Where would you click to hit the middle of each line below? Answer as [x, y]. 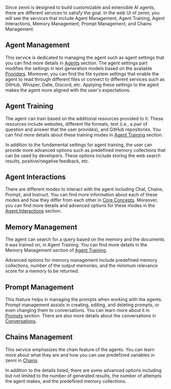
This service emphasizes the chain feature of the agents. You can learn [80, 349]
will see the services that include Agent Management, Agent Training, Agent [85, 18]
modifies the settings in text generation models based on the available [79, 68]
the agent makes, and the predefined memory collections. [66, 381]
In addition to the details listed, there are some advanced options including [83, 370]
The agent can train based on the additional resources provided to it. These [84, 118]
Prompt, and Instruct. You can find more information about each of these [81, 195]
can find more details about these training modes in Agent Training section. [84, 134]
